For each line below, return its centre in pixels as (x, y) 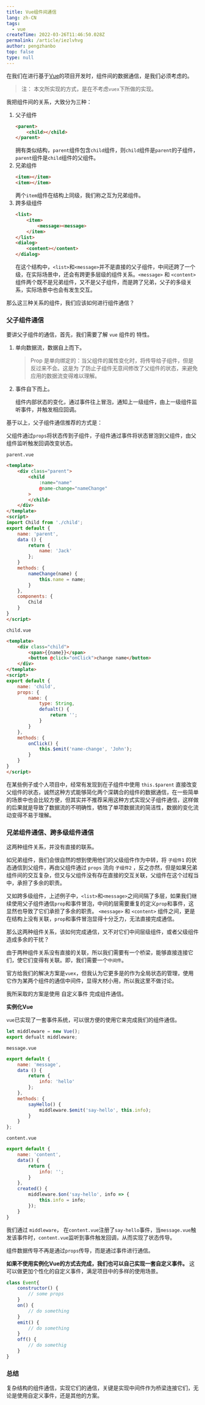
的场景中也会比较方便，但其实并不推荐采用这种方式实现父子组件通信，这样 (100, 800)
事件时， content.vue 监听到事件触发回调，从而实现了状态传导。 (96, 1237)
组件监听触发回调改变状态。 (41, 443)
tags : (13, 23)
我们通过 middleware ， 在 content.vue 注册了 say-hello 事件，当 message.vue (99, 1230)
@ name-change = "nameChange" (73, 488)
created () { (32, 1189)
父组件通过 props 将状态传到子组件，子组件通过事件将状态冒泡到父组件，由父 (101, 436)
